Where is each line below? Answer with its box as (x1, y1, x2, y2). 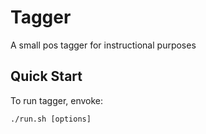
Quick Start (10, 68, 83, 85)
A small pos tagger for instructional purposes (10, 39, 197, 51)
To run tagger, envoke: (10, 94, 104, 106)
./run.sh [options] (10, 114, 92, 124)
